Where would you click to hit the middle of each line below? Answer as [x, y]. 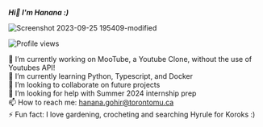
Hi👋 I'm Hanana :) [39, 12]
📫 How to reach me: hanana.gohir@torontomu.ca [91, 102]
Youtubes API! [32, 68]
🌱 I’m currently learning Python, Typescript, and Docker [101, 76]
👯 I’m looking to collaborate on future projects [84, 85]
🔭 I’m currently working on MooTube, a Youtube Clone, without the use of [130, 59]
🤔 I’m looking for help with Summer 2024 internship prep [102, 93]
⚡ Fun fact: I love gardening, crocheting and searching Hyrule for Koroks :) [132, 114]
